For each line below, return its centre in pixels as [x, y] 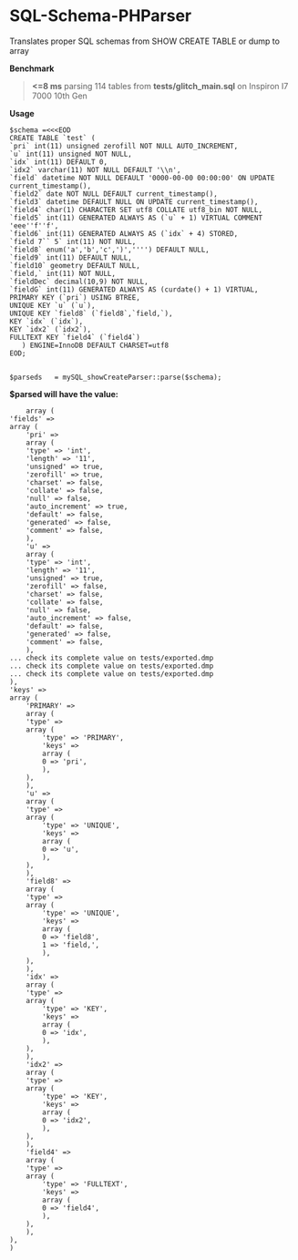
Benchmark [32, 68]
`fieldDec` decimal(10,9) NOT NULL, [79, 282]
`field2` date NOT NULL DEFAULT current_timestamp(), [114, 194]
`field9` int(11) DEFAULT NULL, [71, 257]
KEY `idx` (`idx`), [46, 321]
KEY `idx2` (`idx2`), [51, 329]
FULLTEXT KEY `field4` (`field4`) [75, 337]
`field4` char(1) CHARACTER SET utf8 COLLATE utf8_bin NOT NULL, [136, 210]
